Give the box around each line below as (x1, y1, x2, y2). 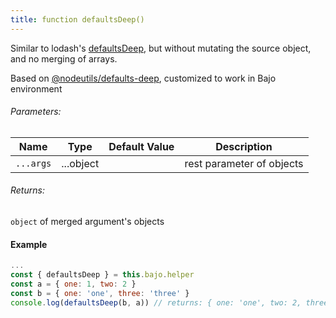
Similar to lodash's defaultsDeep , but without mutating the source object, (10, 42, 312, 54)
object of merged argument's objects (10, 216, 165, 228)
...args (15, 157, 52, 169)
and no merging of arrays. (10, 52, 118, 65)
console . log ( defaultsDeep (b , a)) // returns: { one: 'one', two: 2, (10, 297, 302, 308)
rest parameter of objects (184, 156, 304, 170)
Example (10, 238, 48, 250)
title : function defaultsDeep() (10, 14, 145, 25)
